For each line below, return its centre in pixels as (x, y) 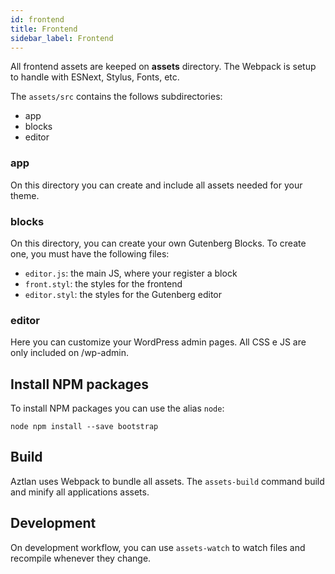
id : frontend (37, 19)
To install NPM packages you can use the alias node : (117, 408)
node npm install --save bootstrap (84, 427)
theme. (25, 195)
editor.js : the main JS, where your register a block (131, 273)
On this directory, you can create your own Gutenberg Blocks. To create (158, 243)
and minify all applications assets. (80, 492)
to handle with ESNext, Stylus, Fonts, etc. (95, 77)
